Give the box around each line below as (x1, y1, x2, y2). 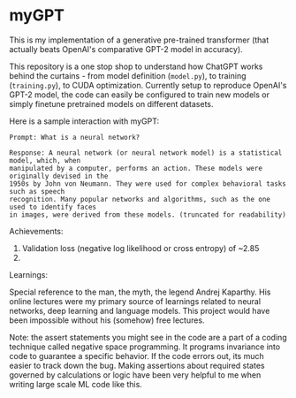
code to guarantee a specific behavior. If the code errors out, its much (9, 350, 264, 361)
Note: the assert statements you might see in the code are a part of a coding (9, 332, 287, 342)
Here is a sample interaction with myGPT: (9, 116, 160, 126)
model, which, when (9, 156, 81, 165)
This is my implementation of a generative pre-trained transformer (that (9, 34, 269, 45)
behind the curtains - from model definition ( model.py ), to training (9, 70, 247, 80)
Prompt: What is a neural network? (9, 133, 140, 142)
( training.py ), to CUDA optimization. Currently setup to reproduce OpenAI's (9, 80, 287, 90)
